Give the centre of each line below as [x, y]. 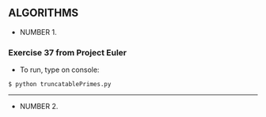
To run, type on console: [59, 70]
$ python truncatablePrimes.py [60, 85]
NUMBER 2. [39, 107]
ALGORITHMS [44, 13]
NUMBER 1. [38, 32]
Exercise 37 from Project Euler [68, 52]
